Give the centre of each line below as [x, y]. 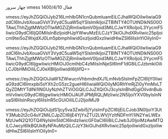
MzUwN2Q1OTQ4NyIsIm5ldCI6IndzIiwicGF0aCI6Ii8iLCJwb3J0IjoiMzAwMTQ [84, 120]
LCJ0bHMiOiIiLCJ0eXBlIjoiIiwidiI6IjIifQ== [48, 69]
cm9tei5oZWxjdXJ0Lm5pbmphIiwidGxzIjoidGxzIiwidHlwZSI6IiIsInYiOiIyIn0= [84, 38]
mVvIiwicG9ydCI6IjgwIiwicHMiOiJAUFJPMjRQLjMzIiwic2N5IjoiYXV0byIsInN [83, 95]
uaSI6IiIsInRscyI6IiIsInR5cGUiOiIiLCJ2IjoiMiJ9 [52, 100]
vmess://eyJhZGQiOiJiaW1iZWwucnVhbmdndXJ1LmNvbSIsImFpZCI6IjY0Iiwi [84, 79]
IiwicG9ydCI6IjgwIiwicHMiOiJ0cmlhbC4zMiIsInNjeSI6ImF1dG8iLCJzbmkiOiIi [84, 64]
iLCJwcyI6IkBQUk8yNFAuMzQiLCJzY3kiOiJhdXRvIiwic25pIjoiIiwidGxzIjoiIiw [84, 125]
